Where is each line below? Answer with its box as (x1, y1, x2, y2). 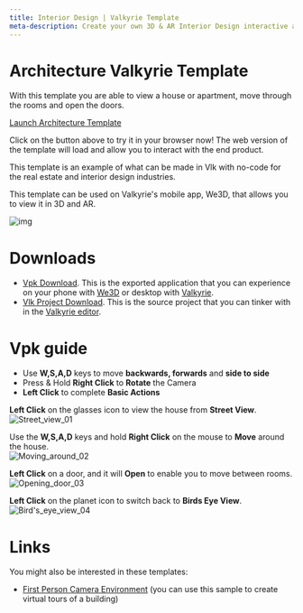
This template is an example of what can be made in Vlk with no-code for (9, 162, 281, 172)
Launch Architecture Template (9, 117, 122, 128)
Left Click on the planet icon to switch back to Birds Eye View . (9, 496, 243, 506)
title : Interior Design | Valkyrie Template (9, 13, 179, 23)
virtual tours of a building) (22, 593, 119, 605)
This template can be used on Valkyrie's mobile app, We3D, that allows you (9, 189, 289, 200)
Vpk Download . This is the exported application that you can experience (22, 277, 291, 289)
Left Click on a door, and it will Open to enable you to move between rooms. (9, 469, 293, 479)
